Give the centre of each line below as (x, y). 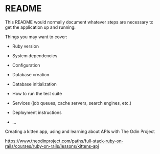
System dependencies (35, 55)
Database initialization (34, 84)
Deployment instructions (37, 112)
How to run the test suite (37, 93)
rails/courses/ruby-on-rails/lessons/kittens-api (52, 146)
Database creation (31, 74)
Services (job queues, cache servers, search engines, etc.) (72, 103)
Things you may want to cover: (36, 37)
